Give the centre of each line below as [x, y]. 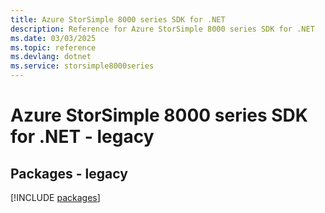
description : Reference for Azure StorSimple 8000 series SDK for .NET [162, 29]
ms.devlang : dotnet [51, 57]
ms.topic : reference [53, 47]
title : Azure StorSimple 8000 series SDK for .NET [118, 19]
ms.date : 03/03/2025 [53, 38]
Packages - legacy [69, 173]
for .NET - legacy [82, 137]
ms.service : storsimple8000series [82, 66]
